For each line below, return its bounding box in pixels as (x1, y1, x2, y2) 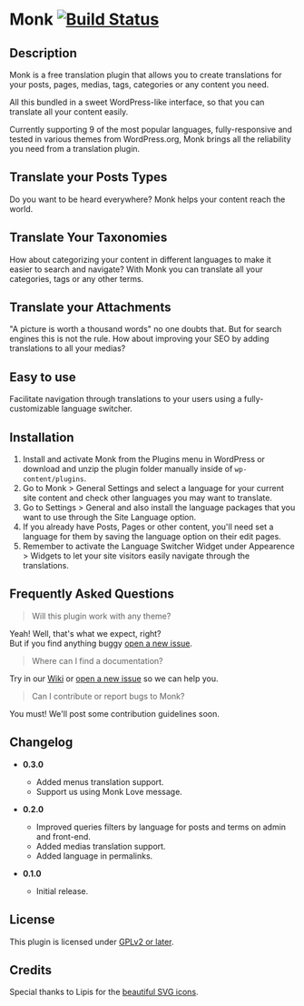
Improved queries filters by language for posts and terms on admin (35, 821, 287, 832)
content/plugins (22, 475, 84, 484)
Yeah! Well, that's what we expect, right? (9, 628, 162, 639)
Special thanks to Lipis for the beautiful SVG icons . (9, 987, 199, 998)
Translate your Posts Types (9, 169, 168, 186)
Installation (9, 429, 74, 445)
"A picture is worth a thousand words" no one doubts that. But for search (9, 324, 282, 335)
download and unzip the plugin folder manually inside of (22, 464, 233, 475)
